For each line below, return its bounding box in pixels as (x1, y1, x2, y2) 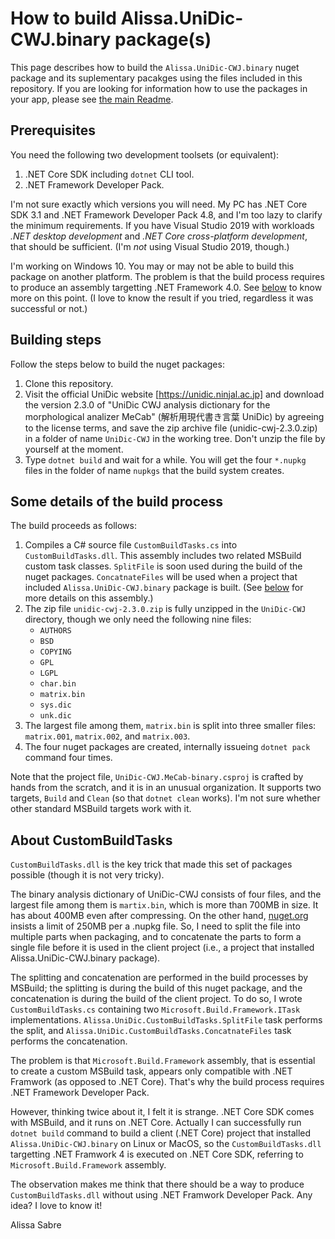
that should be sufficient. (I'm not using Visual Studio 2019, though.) (10, 240, 290, 252)
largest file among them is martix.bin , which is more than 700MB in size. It (10, 899, 319, 911)
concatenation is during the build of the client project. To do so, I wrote (10, 993, 303, 1005)
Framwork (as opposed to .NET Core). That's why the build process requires (10, 1076, 325, 1088)
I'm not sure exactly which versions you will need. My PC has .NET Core (10, 198, 308, 210)
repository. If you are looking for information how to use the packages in (10, 82, 308, 94)
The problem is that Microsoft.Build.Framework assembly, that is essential (10, 1055, 316, 1067)
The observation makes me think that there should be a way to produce (10, 1178, 305, 1191)
